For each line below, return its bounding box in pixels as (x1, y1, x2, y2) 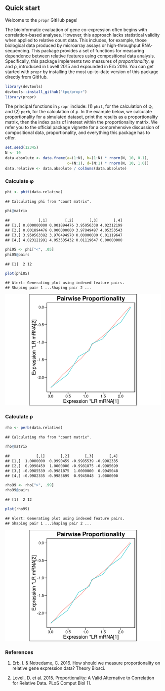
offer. (5, 135, 16, 141)
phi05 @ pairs (5, 252, 30, 257)
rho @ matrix (5, 444, 28, 449)
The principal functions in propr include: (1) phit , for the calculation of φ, (5, 103, 153, 109)
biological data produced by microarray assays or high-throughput (5, 42, 141, 48)
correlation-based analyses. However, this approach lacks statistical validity (5, 32, 160, 38)
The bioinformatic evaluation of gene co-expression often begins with (5, 27, 147, 33)
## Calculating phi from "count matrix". (5, 199, 92, 204)
